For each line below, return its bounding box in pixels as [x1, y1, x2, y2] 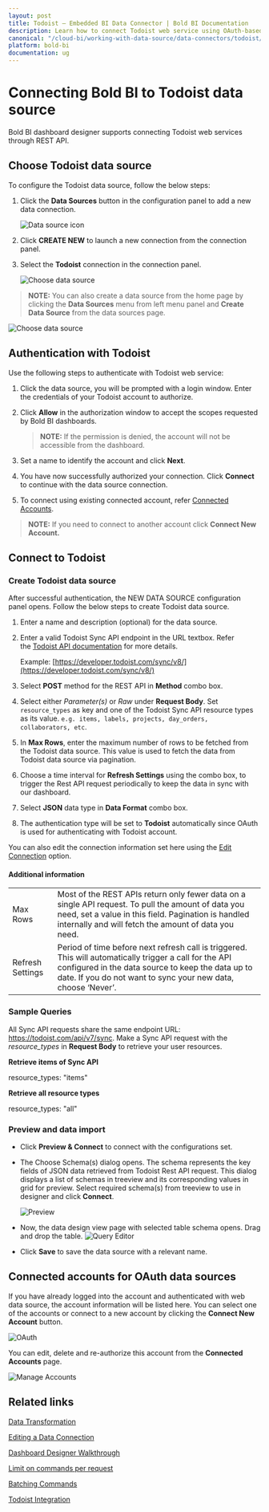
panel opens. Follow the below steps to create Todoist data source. [8, 602, 230, 612]
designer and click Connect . [19, 1192, 114, 1201]
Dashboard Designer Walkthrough [8, 1448, 120, 1457]
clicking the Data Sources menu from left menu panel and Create [27, 299, 244, 309]
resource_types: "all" [8, 1104, 78, 1113]
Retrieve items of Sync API [8, 1057, 98, 1067]
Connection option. [8, 852, 72, 861]
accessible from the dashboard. [39, 440, 146, 449]
